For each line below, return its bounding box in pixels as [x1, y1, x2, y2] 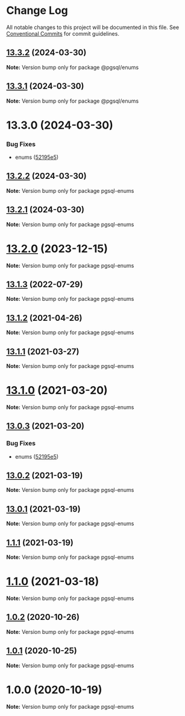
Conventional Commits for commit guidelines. [6, 30, 119, 37]
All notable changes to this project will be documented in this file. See [6, 24, 180, 31]
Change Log [6, 4, 68, 18]
